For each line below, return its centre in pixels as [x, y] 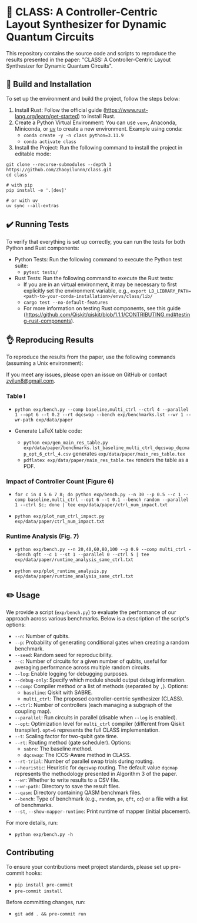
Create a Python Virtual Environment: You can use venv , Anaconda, [96, 122]
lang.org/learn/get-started [46, 116]
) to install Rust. [97, 116]
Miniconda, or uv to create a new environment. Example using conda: [98, 128]
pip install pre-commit [44, 885]
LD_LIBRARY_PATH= [170, 291]
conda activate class [50, 142]
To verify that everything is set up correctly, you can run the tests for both [96, 241]
